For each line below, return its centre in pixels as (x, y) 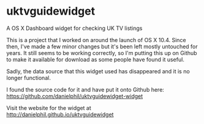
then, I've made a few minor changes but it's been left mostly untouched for (102, 46)
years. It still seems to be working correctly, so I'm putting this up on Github (102, 53)
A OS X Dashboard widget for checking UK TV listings (74, 28)
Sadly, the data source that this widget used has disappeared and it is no (98, 71)
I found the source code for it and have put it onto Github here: (85, 89)
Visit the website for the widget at (49, 108)
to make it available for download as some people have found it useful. (96, 59)
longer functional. (28, 78)
